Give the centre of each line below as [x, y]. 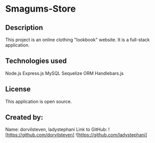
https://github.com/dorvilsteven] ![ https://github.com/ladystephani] [77, 135]
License [18, 89]
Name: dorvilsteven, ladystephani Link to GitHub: [56, 129]
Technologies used [36, 61]
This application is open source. [38, 101]
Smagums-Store [41, 9]
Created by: [24, 117]
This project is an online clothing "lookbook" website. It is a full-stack [77, 40]
